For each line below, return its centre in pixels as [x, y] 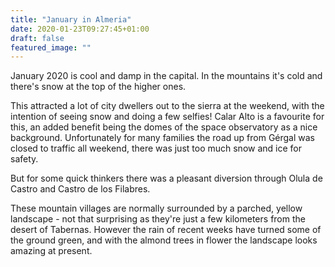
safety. [24, 159]
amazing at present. [51, 251]
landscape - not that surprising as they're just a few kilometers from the [158, 219]
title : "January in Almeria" [71, 19]
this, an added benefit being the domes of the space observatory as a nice [164, 127]
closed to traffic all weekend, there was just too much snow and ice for [156, 148]
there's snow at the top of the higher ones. [98, 87]
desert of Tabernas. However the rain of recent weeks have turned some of [166, 230]
